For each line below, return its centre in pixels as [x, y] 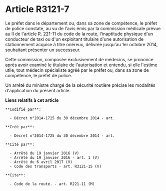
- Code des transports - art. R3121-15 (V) [55, 166]
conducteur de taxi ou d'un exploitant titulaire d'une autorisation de [74, 39]
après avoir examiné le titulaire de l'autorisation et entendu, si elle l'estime [81, 65]
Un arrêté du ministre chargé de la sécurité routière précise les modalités [80, 85]
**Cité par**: [20, 144]
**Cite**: [15, 175]
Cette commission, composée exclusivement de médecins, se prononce [79, 59]
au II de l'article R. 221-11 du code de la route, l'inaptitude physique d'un [79, 34]
